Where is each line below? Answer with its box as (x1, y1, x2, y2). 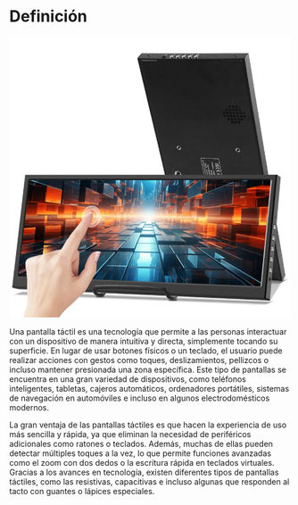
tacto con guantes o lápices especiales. (9, 485, 155, 496)
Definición (9, 6, 87, 27)
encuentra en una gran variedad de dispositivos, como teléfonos (9, 373, 247, 385)
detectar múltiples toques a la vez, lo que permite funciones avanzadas (9, 448, 272, 459)
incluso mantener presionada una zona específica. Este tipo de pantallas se (9, 364, 287, 375)
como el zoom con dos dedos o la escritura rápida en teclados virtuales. (9, 457, 275, 468)
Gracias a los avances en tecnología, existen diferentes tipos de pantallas (9, 467, 279, 477)
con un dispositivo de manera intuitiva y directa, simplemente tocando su (9, 335, 278, 346)
